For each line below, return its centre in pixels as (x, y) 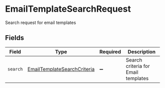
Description (141, 51)
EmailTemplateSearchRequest (68, 9)
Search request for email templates (41, 22)
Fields (15, 38)
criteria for (138, 66)
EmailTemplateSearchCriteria (61, 69)
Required (110, 51)
